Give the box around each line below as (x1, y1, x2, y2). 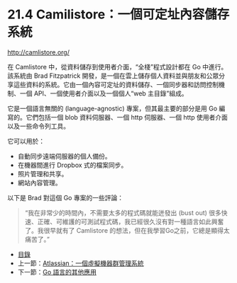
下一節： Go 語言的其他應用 (17, 267, 97, 276)
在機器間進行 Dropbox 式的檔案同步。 (17, 161, 128, 169)
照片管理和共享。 (17, 169, 68, 178)
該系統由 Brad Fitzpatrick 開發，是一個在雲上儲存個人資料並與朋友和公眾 (7, 71, 219, 80)
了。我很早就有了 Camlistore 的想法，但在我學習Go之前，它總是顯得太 (24, 226, 231, 234)
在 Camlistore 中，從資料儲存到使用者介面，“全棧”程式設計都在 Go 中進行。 (7, 62, 228, 71)
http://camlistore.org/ (7, 47, 70, 57)
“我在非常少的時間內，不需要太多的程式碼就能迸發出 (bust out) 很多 (24, 208, 222, 216)
